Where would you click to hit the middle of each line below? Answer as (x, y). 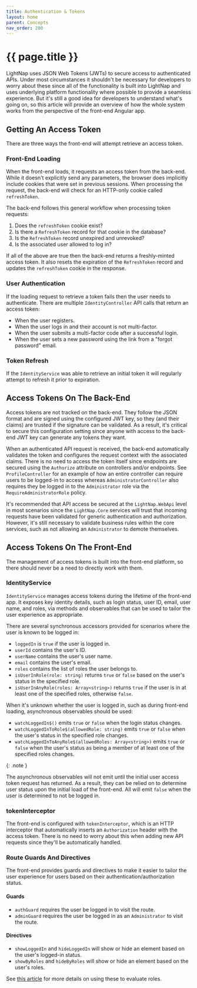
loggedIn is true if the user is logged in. (62, 643)
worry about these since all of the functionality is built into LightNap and (94, 86)
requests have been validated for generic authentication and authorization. (96, 516)
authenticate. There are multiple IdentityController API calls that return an (98, 302)
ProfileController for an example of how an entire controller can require (95, 474)
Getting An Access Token (54, 129)
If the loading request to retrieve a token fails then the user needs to (89, 296)
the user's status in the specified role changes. (71, 735)
